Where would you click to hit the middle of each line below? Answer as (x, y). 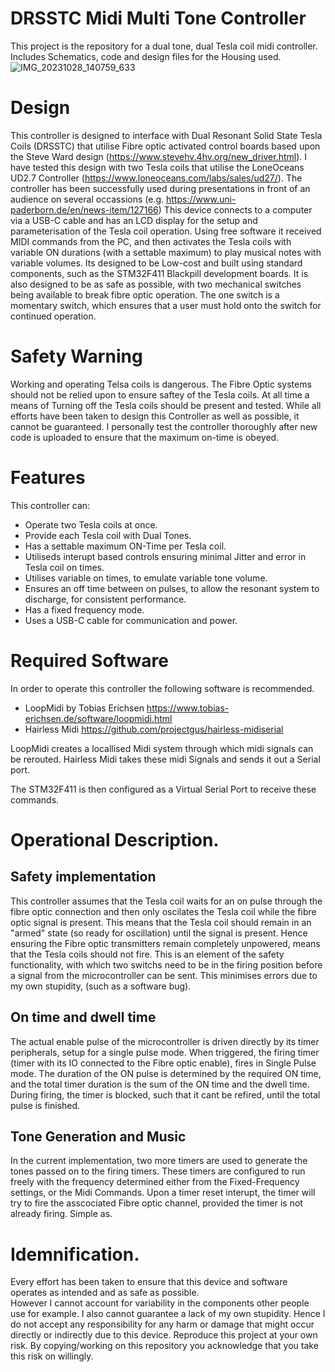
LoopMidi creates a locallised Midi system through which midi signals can (162, 748)
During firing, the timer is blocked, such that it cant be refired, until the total (165, 1094)
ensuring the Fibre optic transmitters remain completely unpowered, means (165, 943)
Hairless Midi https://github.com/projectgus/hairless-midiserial (154, 729)
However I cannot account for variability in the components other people (160, 1303)
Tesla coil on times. (64, 567)
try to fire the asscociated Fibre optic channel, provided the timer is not (156, 1203)
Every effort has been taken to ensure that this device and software (149, 1282)
